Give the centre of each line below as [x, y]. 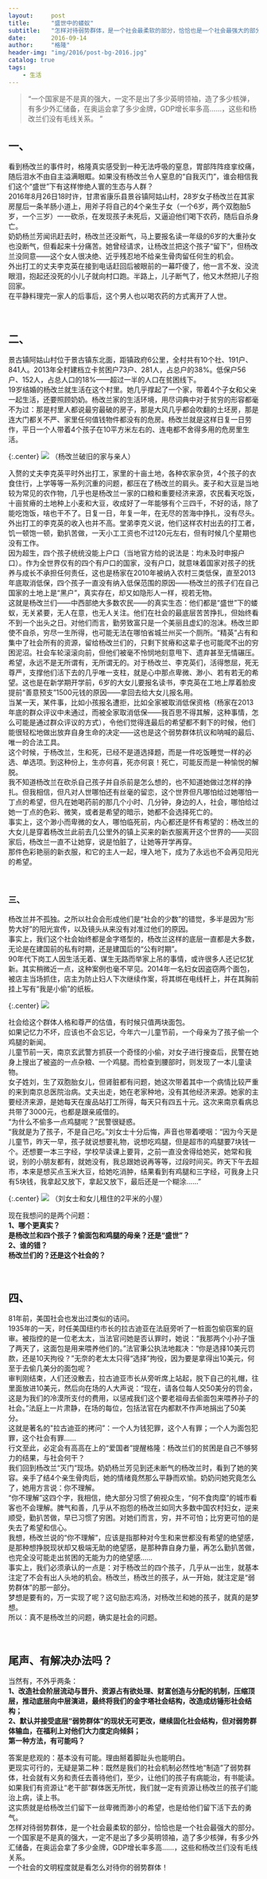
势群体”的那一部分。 [41, 1587]
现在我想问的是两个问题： [50, 1215]
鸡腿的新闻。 [29, 1041]
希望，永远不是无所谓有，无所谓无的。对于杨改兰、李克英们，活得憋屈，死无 [133, 663]
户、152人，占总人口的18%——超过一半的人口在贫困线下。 [104, 380]
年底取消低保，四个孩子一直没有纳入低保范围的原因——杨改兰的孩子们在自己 [133, 583]
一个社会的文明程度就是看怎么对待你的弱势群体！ [88, 1867]
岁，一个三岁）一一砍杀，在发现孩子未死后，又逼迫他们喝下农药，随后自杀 [130, 217]
